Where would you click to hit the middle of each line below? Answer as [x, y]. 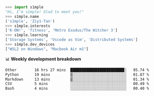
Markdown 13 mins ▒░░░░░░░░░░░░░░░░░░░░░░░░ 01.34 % [77, 79]
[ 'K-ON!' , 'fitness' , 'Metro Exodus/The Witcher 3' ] [61, 30]
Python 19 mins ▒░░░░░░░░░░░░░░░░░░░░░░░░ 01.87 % [77, 74]
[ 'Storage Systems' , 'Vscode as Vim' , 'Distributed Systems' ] [71, 40]
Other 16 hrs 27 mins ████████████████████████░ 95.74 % [77, 70]
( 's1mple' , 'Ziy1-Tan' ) [30, 21]
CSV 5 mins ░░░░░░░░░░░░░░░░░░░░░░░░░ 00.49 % [77, 84]
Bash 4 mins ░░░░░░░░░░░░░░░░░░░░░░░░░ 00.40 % [77, 88]
